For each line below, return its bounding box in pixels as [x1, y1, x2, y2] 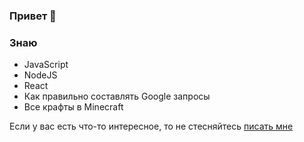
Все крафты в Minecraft [23, 101, 124, 113]
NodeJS [23, 69, 58, 81]
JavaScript [23, 59, 69, 71]
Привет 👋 [9, 9, 57, 23]
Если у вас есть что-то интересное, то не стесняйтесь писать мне [9, 120, 294, 133]
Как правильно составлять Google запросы [23, 90, 211, 103]
